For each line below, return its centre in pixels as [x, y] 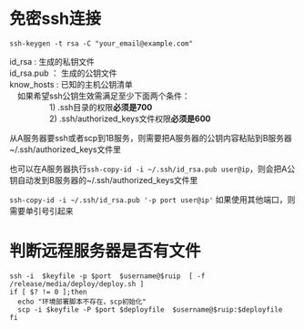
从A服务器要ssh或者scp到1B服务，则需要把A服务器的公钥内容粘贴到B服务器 [151, 138]
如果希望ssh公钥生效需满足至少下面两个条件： [104, 96]
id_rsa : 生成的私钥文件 [52, 61]
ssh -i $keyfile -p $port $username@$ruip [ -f [107, 276]
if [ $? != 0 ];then [49, 292]
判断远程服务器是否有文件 [106, 251]
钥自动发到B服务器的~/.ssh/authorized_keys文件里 [104, 180]
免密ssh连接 [56, 19]
